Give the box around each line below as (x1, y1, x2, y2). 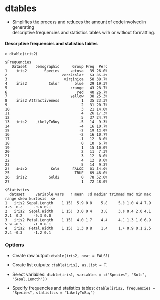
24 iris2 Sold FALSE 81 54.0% (5, 167, 108, 171)
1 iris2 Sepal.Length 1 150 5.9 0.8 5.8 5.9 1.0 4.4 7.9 (5, 201, 151, 206)
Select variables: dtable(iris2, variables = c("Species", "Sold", (12, 271, 147, 278)
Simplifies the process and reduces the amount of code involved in (12, 19, 146, 25)
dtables (5, 3, 36, 14)
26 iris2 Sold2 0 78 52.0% (5, 175, 108, 180)
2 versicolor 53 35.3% (5, 73, 108, 78)
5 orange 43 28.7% (5, 86, 108, 91)
